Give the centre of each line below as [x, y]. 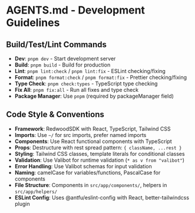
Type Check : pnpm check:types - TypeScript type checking [86, 84]
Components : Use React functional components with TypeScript [93, 141]
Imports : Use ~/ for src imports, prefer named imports [80, 135]
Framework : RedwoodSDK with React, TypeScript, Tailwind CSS [92, 129]
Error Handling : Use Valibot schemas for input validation [83, 166]
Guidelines [33, 23]
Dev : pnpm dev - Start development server [65, 59]
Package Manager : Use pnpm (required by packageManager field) [94, 96]
